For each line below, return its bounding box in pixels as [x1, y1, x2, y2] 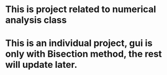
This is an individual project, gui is [5, 37, 153, 49]
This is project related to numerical [5, 4, 156, 15]
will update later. [5, 59, 78, 70]
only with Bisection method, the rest [5, 48, 162, 60]
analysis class [5, 14, 67, 26]
